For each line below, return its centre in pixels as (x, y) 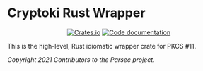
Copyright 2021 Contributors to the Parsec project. (81, 59)
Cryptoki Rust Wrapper (76, 13)
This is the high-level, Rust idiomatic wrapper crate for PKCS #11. (102, 46)
